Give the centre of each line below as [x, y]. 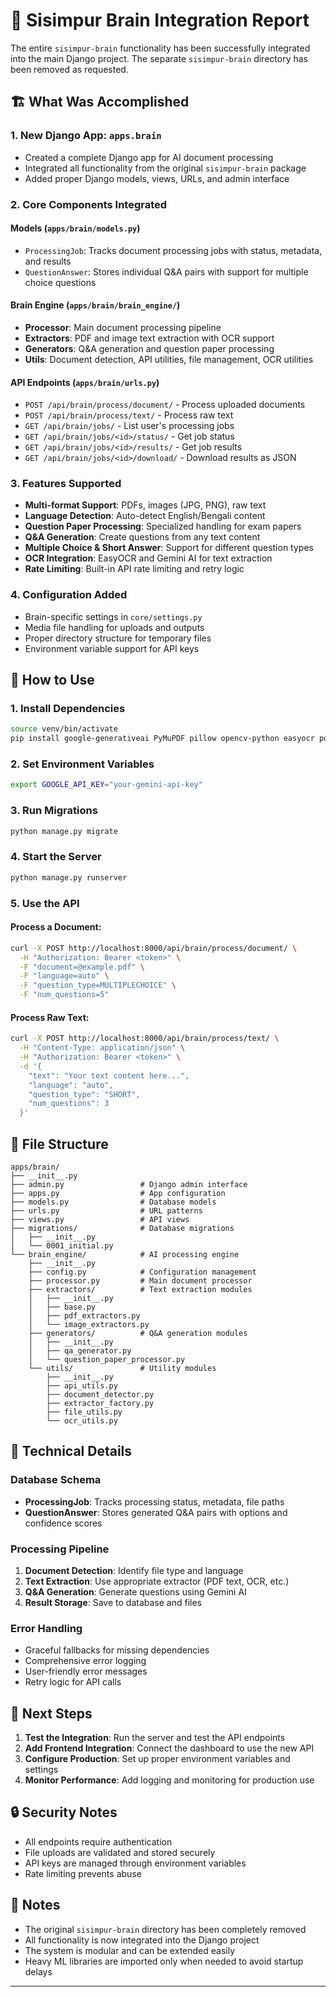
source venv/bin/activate [64, 729]
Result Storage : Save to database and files [113, 1602]
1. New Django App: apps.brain [86, 136]
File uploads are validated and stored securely [120, 1852]
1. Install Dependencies [68, 709]
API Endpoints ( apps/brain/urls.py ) [85, 382]
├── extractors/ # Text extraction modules [140, 1289]
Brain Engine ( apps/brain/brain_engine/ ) [95, 305]
